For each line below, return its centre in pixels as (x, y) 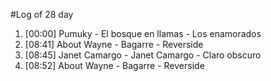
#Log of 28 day (42, 14)
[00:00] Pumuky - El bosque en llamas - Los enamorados (143, 33)
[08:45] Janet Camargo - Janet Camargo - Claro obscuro (143, 55)
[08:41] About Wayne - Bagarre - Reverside (114, 44)
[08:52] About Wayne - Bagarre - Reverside (114, 65)
